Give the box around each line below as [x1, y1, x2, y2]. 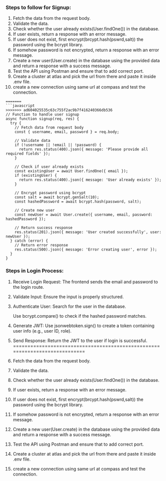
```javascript [5, 104, 35, 109]
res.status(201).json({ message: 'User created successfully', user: [14, 230, 162, 235]
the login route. [12, 284, 44, 290]
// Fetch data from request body [14, 125, 84, 130]
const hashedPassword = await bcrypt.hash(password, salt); [14, 199, 142, 204]
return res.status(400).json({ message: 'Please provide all [18, 147, 149, 152]
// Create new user [14, 208, 55, 213]
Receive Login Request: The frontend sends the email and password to [12, 278, 158, 285]
